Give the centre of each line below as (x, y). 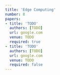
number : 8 (15, 14)
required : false (26, 65)
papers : (13, 19)
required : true (25, 42)
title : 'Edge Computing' (30, 10)
